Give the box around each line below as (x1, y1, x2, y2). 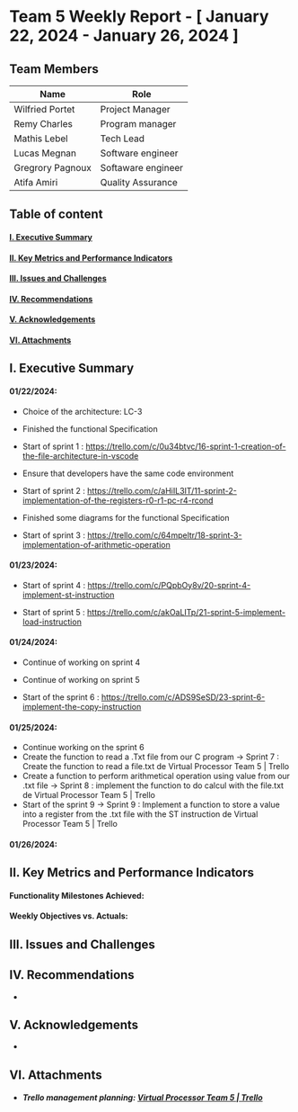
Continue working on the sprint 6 (22, 742, 145, 753)
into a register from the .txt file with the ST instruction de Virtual (22, 809, 259, 820)
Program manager (100, 118, 177, 130)
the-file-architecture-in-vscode (22, 450, 139, 461)
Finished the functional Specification (22, 423, 159, 434)
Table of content (9, 207, 103, 222)
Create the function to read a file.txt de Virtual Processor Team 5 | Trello (22, 761, 290, 772)
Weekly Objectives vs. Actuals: (9, 910, 128, 921)
